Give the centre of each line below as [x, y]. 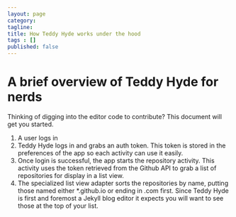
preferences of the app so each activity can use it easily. [100, 152]
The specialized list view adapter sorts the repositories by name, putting [123, 183]
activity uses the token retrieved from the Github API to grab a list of [117, 168]
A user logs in [38, 138]
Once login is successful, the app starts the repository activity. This [116, 160]
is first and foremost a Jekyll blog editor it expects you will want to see [120, 198]
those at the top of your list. [58, 206]
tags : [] [22, 40]
